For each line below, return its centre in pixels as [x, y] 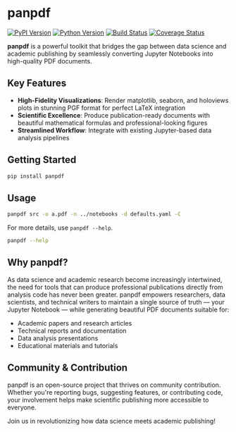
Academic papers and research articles [75, 323]
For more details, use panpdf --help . [60, 228]
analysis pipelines [43, 137]
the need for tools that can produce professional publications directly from [115, 287]
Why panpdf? [38, 263]
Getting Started [42, 160]
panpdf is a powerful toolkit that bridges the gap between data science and [117, 46]
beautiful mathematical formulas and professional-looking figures [112, 123]
